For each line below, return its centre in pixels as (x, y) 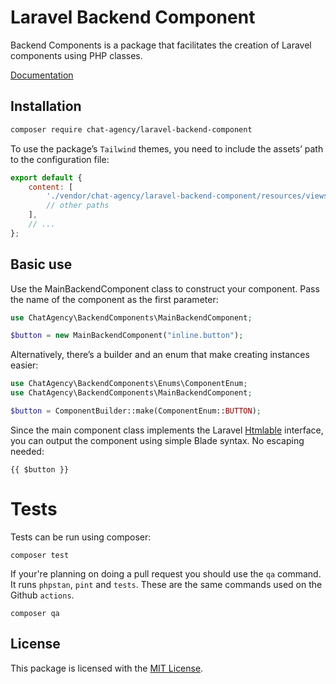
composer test (40, 555)
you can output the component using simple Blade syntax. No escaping (157, 440)
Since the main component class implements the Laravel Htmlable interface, (167, 430)
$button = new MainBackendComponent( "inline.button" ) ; (127, 336)
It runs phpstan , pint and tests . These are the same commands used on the (166, 584)
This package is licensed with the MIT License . (107, 668)
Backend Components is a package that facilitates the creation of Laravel (161, 45)
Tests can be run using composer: (81, 537)
